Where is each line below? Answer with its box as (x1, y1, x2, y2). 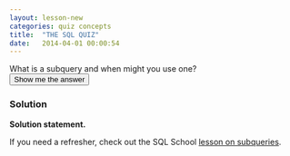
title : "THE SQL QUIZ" (9, 30, 100, 39)
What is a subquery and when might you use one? (9, 63, 197, 74)
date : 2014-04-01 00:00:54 (9, 38, 120, 48)
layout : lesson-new (9, 13, 84, 23)
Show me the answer (14, 74, 85, 84)
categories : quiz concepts (9, 22, 112, 31)
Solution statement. (9, 119, 86, 130)
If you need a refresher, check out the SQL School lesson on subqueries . (9, 136, 282, 147)
